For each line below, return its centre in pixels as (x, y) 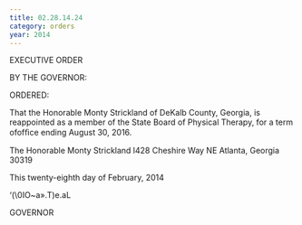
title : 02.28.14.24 (46, 18)
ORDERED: (29, 95)
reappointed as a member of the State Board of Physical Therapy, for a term (151, 122)
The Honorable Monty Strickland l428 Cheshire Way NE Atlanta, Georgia (144, 151)
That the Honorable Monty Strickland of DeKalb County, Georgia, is (135, 113)
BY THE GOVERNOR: (49, 78)
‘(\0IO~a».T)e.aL (40, 195)
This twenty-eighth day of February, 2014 (87, 178)
